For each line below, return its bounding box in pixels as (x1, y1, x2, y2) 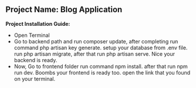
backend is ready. (13, 56, 58, 63)
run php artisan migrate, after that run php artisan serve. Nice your (13, 50, 175, 57)
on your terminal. (13, 75, 56, 82)
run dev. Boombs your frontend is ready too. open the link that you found (13, 69, 191, 76)
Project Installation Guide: (5, 20, 70, 27)
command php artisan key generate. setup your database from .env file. (13, 44, 188, 51)
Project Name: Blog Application (5, 5, 123, 15)
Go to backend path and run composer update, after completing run (13, 38, 178, 45)
